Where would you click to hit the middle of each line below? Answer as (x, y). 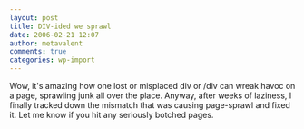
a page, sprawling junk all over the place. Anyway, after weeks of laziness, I (151, 95)
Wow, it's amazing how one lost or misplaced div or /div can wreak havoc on (152, 86)
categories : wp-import (52, 60)
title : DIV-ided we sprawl (60, 26)
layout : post (34, 18)
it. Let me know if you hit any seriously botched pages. (112, 115)
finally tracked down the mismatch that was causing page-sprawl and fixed (150, 105)
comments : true (38, 52)
